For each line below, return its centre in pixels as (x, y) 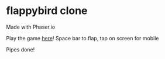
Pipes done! (20, 49)
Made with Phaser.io (31, 27)
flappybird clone (47, 11)
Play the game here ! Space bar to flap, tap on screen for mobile (82, 38)
